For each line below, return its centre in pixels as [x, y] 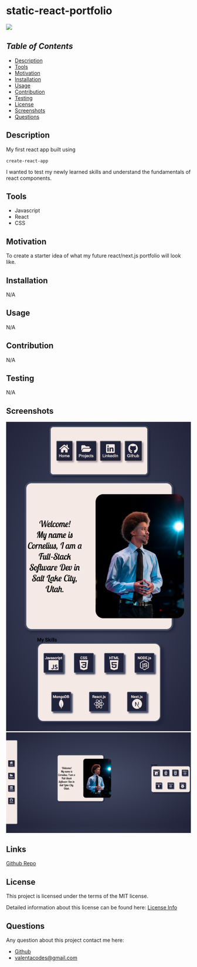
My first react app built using [41, 149]
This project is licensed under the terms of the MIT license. [77, 896]
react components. [29, 178]
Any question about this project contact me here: [65, 940]
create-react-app [27, 161]
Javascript [27, 210]
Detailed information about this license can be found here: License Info [92, 908]
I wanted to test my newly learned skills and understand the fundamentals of [98, 172]
